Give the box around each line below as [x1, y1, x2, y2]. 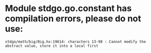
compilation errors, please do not [5, 13, 141, 24]
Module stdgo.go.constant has [5, 3, 132, 14]
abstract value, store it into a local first [5, 43, 98, 48]
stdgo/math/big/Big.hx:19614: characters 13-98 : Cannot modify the [5, 39, 146, 44]
